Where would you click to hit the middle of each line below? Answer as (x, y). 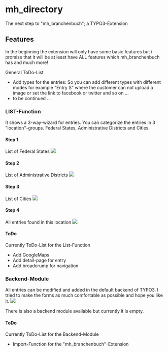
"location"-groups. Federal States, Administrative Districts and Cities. (77, 128)
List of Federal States (27, 151)
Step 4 (12, 210)
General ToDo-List (25, 72)
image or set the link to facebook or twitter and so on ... (71, 93)
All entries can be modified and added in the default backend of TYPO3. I (82, 290)
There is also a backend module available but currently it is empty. (75, 311)
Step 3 (12, 187)
